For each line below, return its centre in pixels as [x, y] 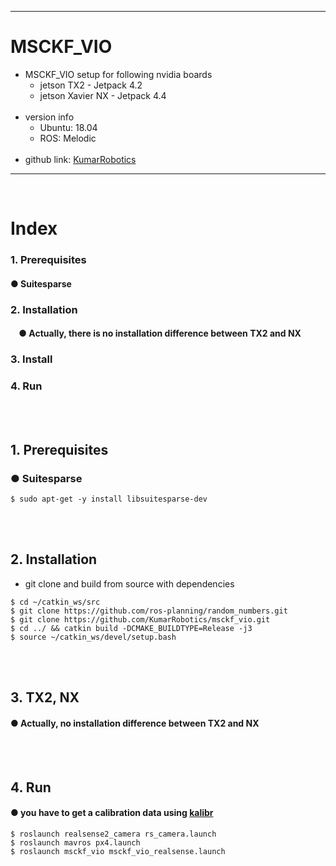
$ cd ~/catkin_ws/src [55, 602]
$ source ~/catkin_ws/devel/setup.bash [93, 637]
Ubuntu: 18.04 [68, 127]
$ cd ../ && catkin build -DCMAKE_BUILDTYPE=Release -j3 [131, 628]
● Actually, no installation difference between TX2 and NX [135, 723]
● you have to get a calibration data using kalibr [112, 813]
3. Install [31, 359]
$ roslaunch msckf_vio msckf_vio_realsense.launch [118, 852]
